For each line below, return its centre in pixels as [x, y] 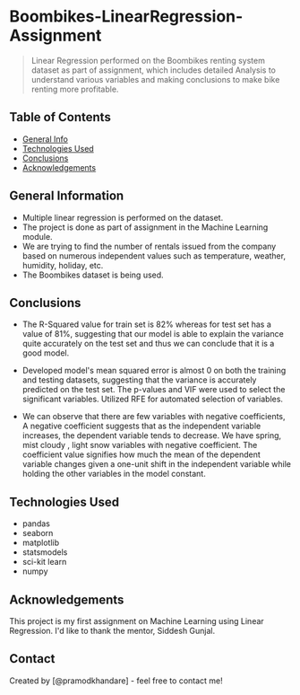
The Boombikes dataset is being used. [93, 275]
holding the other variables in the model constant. [114, 474]
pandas [36, 523]
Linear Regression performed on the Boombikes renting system [148, 60]
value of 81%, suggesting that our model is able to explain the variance [153, 334]
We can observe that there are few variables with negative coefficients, [154, 417]
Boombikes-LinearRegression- [126, 17]
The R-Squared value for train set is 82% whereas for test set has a [146, 324]
